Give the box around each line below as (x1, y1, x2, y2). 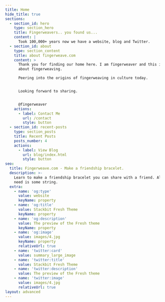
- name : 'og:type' (14, 189, 52, 194)
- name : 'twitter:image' (14, 276, 65, 281)
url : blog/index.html (23, 152, 67, 157)
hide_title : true (5, 12, 41, 17)
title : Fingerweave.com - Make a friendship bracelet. (9, 166, 124, 171)
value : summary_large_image (18, 253, 76, 258)
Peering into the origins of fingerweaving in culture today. (18, 76, 148, 81)
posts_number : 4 (14, 138, 48, 143)
